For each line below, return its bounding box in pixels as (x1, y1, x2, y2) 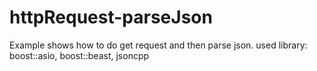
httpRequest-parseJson (9, 6, 213, 29)
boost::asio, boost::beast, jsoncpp (9, 49, 150, 61)
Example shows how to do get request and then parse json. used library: (9, 39, 308, 51)
